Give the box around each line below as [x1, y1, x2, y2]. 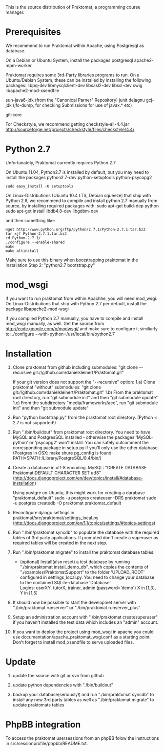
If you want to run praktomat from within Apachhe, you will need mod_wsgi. [5, 296, 158, 301]
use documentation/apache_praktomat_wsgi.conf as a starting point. [12, 634, 151, 640]
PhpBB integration [5, 719, 81, 730]
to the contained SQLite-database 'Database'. [20, 579, 112, 585]
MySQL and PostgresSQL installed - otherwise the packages [12, 434, 135, 440]
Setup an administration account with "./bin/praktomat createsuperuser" [12, 614, 158, 620]
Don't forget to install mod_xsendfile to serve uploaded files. [12, 639, 134, 645]
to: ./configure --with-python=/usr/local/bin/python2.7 [5, 331, 115, 337]
